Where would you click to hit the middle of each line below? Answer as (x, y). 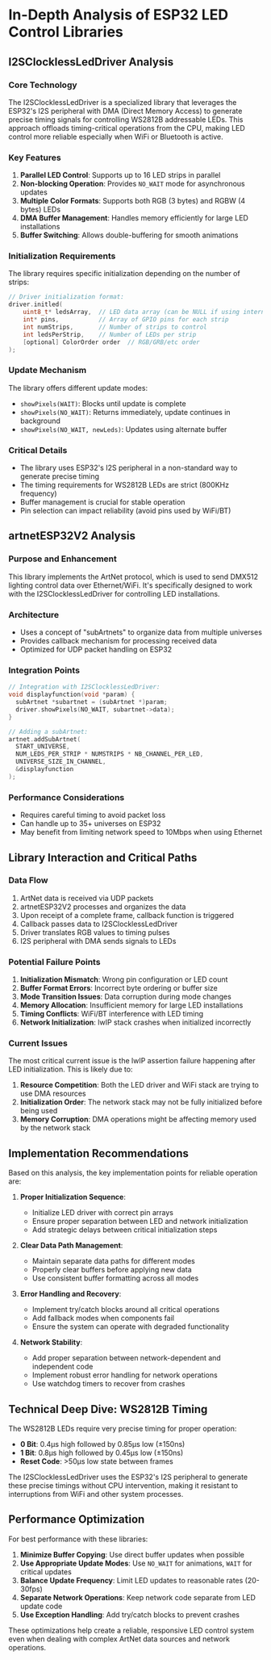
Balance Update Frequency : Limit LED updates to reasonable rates (131, 1580)
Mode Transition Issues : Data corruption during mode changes (125, 997)
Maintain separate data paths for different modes (113, 1261)
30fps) (31, 1589)
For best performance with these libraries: (78, 1539)
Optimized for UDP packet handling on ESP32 (96, 650)
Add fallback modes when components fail (103, 1318)
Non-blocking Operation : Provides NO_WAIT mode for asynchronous (132, 184)
